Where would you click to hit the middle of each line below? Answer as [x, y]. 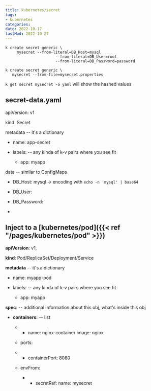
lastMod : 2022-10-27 [27, 34]
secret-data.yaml [34, 100]
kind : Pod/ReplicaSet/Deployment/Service [50, 258]
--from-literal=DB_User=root [86, 57]
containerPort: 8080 [49, 358]
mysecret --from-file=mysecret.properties [57, 75]
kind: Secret [18, 122]
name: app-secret [32, 142]
